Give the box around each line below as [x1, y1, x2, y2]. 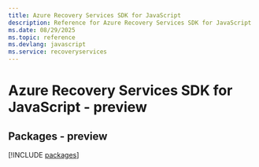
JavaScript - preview [8, 99, 148, 116]
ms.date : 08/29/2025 [8, 26, 76, 34]
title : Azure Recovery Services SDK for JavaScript [8, 11, 181, 20]
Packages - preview [8, 129, 108, 143]
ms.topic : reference [8, 33, 76, 42]
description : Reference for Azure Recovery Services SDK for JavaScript [8, 19, 252, 27]
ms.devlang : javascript [8, 41, 87, 49]
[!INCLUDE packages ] [8, 151, 80, 159]
